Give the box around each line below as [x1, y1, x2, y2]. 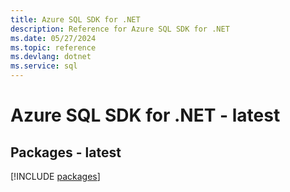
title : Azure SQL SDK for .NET [10, 14, 141, 25]
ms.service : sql [10, 61, 78, 71]
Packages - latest [10, 144, 122, 161]
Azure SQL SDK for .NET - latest [10, 104, 281, 127]
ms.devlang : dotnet [10, 52, 92, 62]
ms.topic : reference [10, 42, 97, 53]
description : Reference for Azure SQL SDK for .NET [10, 24, 230, 34]
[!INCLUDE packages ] [10, 171, 101, 182]
